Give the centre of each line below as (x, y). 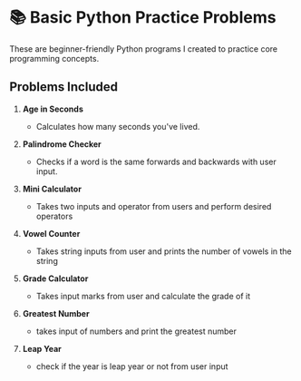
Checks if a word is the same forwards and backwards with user (156, 161)
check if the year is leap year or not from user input (132, 366)
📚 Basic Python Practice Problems (143, 18)
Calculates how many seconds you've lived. (118, 126)
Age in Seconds (53, 109)
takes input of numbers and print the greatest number (136, 331)
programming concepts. (54, 58)
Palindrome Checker (62, 144)
